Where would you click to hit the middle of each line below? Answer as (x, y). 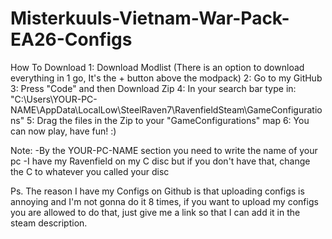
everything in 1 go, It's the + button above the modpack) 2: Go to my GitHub (166, 78)
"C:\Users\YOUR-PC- (54, 99)
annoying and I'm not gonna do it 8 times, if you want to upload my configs (164, 201)
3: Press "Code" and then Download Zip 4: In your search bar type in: (153, 88)
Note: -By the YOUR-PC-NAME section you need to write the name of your (164, 150)
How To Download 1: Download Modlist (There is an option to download (157, 67)
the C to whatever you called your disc (90, 171)
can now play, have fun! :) (63, 131)
